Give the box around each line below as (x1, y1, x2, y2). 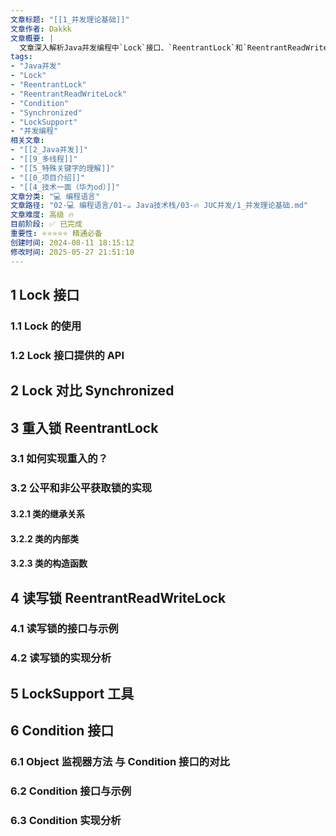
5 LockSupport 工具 (10, 685, 135, 702)
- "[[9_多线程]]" (10, 154, 78, 164)
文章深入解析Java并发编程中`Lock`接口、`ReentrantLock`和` (19, 42, 248, 53)
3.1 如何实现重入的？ (10, 452, 109, 466)
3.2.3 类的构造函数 (10, 557, 88, 570)
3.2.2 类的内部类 (10, 532, 80, 545)
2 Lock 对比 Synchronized (10, 382, 175, 400)
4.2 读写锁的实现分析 (10, 651, 112, 665)
